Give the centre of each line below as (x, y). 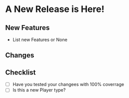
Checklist (21, 72)
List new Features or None (40, 39)
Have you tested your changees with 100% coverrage (68, 84)
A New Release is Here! (55, 9)
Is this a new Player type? (39, 90)
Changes (20, 55)
